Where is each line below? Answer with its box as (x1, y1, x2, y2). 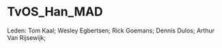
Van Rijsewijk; (7, 33, 46, 41)
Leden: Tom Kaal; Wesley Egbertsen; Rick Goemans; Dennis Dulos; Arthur (7, 26, 215, 34)
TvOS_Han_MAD (7, 4, 103, 20)
